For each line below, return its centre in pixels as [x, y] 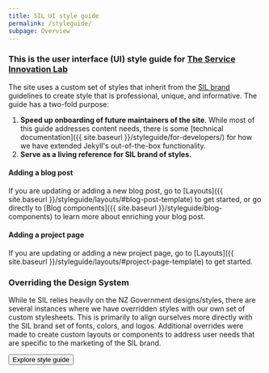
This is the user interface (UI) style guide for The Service [122, 59]
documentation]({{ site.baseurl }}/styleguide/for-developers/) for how [136, 137]
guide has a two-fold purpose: [59, 104]
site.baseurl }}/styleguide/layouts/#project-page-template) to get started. [130, 262]
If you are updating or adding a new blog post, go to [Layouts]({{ [116, 190]
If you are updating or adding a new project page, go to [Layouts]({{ [121, 253]
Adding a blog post [41, 173]
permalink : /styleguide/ [50, 23]
